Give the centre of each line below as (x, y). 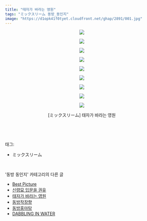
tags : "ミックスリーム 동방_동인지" (37, 14)
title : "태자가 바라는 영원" (30, 9)
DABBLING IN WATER (34, 214)
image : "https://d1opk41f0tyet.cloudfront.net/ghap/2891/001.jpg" (74, 18)
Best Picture (24, 184)
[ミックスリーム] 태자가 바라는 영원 (82, 115)
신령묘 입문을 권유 (29, 190)
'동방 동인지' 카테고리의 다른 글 (34, 175)
